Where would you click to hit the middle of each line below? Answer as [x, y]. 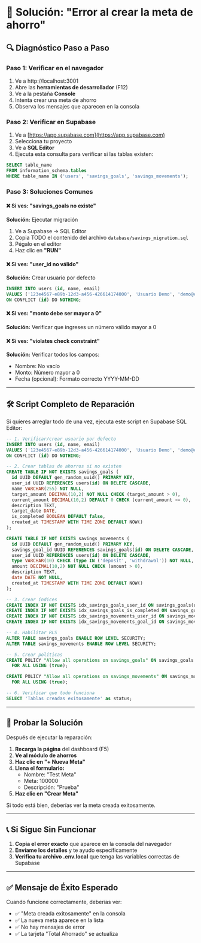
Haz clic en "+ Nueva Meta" [50, 761]
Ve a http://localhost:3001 [47, 81]
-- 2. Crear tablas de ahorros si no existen [64, 466]
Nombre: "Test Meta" [50, 774]
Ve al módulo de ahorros [46, 755]
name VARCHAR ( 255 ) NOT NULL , [48, 489]
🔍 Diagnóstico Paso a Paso [58, 48]
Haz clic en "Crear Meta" [47, 793]
